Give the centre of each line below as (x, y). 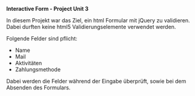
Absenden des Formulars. (38, 88)
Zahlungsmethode (38, 69)
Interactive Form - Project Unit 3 (48, 9)
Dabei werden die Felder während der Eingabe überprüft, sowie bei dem (96, 81)
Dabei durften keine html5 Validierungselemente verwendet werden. (91, 27)
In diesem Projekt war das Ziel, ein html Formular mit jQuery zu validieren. (98, 20)
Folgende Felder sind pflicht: (42, 38)
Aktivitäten (28, 63)
